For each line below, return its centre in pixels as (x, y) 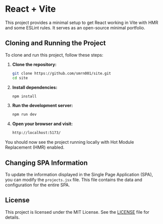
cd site (20, 78)
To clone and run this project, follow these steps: (54, 55)
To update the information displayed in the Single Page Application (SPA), (79, 174)
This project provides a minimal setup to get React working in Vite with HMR (82, 22)
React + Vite (31, 9)
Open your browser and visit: (42, 124)
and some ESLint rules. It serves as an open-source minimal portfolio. (75, 27)
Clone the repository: (34, 64)
